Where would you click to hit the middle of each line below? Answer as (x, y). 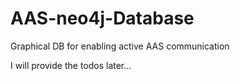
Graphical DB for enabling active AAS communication (120, 46)
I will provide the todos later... (71, 65)
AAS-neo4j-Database (102, 18)
